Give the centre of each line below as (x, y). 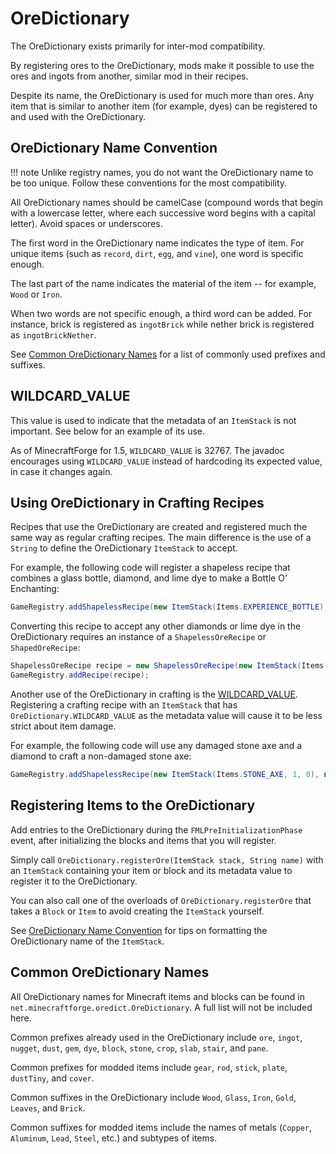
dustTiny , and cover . (52, 1078)
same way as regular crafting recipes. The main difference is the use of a (161, 538)
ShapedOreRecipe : (45, 648)
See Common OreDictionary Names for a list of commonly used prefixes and (168, 354)
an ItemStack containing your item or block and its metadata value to (151, 870)
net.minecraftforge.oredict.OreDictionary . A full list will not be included (161, 1007)
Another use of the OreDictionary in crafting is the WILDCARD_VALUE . (154, 694)
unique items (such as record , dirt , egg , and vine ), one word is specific (157, 253)
